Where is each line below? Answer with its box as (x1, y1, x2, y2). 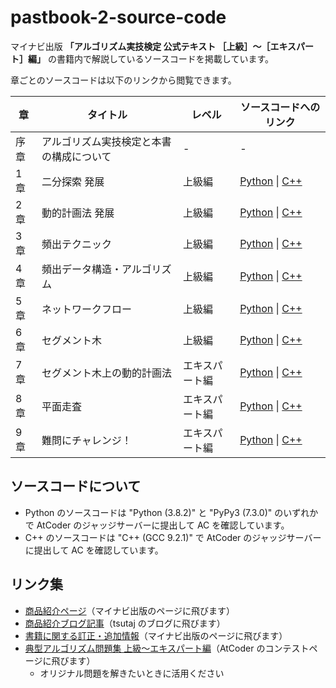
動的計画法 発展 (41, 206, 115, 220)
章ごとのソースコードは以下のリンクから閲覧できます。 (10, 74, 237, 86)
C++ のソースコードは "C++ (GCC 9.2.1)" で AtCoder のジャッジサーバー (24, 531, 322, 543)
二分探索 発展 (41, 174, 105, 188)
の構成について (41, 149, 112, 163)
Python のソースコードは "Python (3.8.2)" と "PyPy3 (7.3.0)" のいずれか (24, 506, 319, 518)
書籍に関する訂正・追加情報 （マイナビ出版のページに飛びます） (24, 629, 288, 641)
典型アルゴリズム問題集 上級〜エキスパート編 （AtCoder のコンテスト (24, 642, 310, 654)
